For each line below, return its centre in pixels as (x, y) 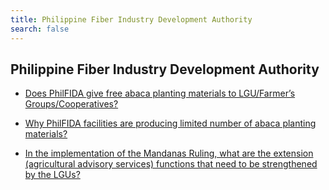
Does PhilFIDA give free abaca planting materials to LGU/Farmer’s (160, 93)
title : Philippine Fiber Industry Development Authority (131, 19)
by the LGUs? (52, 175)
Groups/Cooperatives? (71, 104)
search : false (40, 29)
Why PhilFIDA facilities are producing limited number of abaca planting (170, 123)
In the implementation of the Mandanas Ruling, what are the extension (169, 153)
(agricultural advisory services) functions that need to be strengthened (171, 164)
